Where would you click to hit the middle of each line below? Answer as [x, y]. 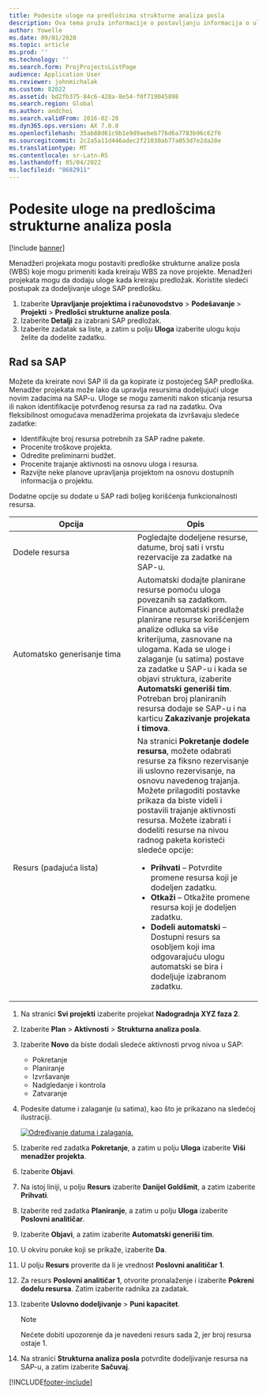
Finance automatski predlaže [191, 609]
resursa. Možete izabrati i [184, 820]
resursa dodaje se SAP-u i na [192, 708]
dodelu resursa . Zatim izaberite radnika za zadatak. [105, 1288]
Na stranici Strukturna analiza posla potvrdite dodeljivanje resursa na [134, 1358]
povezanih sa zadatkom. [182, 600]
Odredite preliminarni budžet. [68, 455]
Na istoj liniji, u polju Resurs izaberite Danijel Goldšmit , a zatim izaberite [138, 1187]
